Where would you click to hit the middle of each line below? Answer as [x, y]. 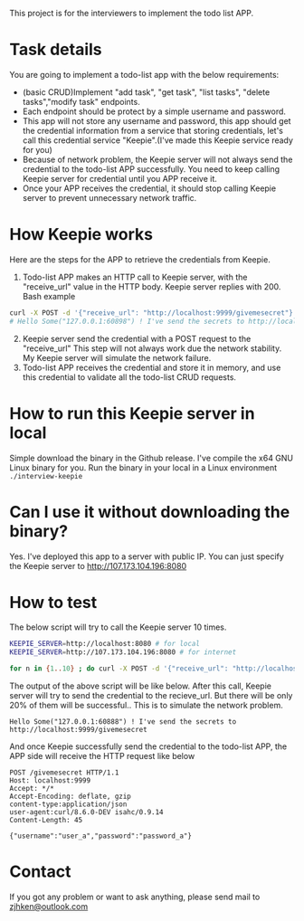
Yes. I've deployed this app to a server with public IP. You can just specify [147, 556]
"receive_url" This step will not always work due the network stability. [152, 348]
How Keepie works [81, 235]
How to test [53, 602]
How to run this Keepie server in [132, 413]
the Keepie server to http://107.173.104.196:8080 [98, 565]
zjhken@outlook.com [49, 907]
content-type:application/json [68, 804]
